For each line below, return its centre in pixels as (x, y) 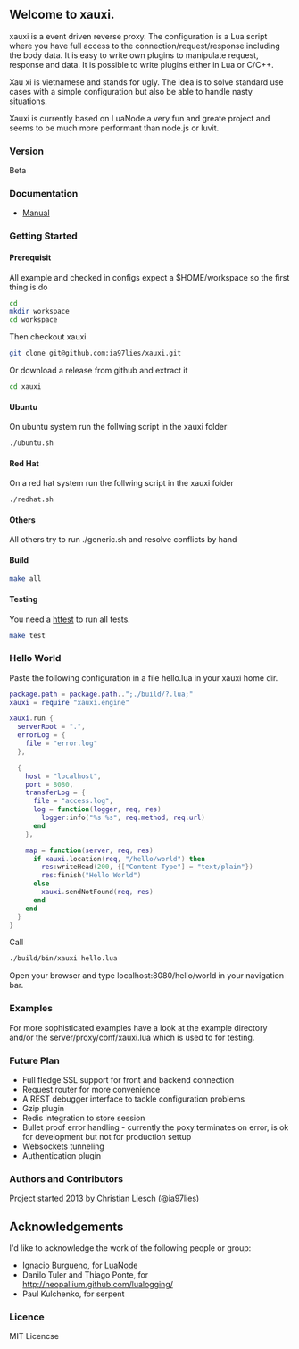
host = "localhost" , (63, 776)
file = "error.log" (62, 744)
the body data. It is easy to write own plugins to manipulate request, (134, 55)
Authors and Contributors (66, 1178)
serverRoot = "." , (52, 727)
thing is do (29, 287)
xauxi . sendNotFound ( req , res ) (97, 892)
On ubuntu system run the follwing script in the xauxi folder (118, 427)
